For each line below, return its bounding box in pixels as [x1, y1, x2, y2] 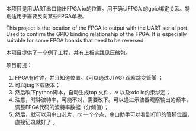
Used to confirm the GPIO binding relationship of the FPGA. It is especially [6, 31, 187, 37]
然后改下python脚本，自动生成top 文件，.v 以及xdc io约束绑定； [14, 89, 171, 96]
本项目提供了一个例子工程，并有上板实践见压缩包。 [6, 49, 131, 56]
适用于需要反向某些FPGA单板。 [11, 12, 88, 19]
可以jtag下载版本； [14, 81, 61, 89]
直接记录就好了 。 [14, 119, 58, 125]
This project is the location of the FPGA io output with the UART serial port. [6, 24, 189, 31]
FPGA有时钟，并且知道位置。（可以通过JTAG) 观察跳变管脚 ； [14, 74, 164, 81]
